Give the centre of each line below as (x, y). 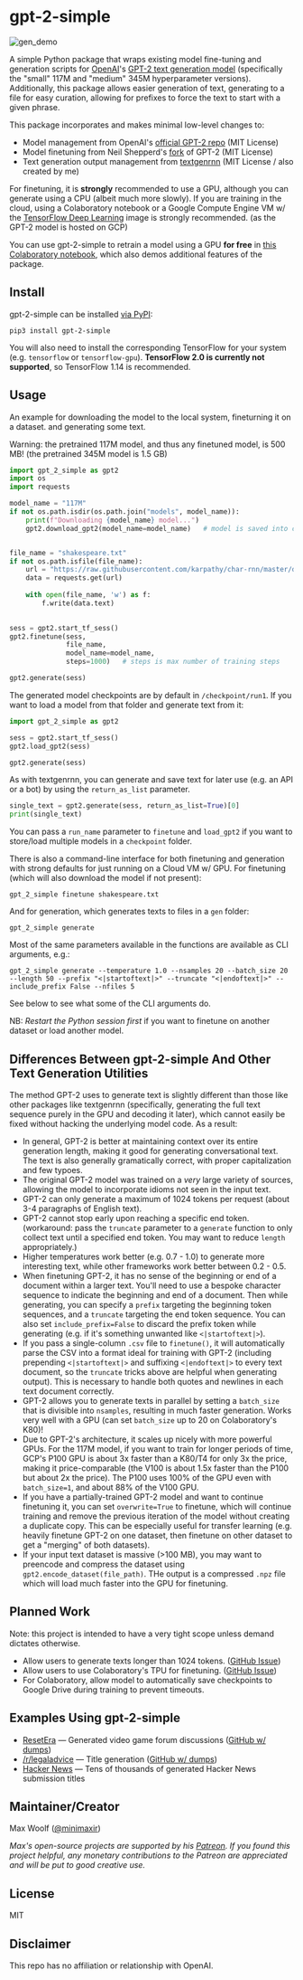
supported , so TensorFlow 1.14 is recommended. (100, 366)
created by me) (50, 171)
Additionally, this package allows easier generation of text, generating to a (147, 88)
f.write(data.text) (78, 603)
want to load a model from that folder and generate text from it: (127, 705)
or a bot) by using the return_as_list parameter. (100, 790)
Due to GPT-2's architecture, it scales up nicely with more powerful (147, 1439)
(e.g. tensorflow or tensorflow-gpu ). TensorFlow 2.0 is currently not (137, 357)
